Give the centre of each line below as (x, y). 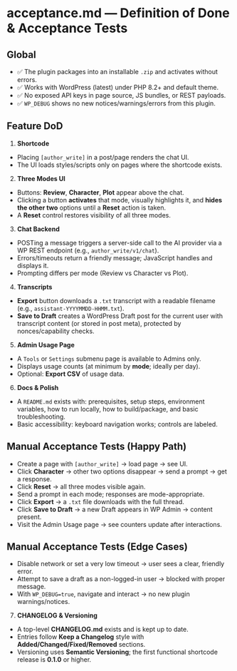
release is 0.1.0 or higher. (54, 660)
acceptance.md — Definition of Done (118, 13)
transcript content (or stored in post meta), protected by (99, 323)
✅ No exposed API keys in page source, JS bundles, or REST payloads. (121, 95)
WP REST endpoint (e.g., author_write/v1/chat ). (88, 250)
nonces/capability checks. (56, 331)
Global (21, 55)
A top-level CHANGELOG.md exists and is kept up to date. (103, 630)
